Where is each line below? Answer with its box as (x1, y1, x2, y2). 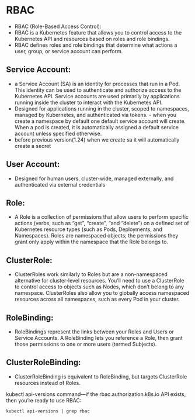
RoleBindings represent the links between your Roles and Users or (14, 328, 174, 335)
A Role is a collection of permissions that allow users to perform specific (14, 214, 189, 221)
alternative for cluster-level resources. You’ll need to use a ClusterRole (14, 277, 184, 284)
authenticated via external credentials (14, 181, 106, 188)
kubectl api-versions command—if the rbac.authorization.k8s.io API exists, (6, 390, 186, 398)
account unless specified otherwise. (14, 130, 102, 137)
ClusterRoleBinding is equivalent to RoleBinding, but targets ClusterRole (14, 373, 187, 380)
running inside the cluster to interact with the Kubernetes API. (14, 99, 163, 106)
